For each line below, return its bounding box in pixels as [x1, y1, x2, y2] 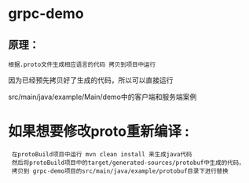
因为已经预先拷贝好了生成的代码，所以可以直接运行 [8, 75, 174, 85]
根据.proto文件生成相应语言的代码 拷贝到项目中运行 [8, 60, 156, 68]
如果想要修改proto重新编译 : [8, 123, 190, 141]
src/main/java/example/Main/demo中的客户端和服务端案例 [8, 92, 197, 101]
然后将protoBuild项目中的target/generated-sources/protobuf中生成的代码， [11, 159, 245, 167]
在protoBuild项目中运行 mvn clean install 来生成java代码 [11, 150, 192, 158]
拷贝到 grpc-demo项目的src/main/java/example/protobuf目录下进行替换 [11, 167, 229, 175]
